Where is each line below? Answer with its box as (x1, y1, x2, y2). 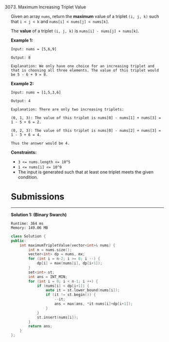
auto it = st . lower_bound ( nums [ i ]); (45, 288, 120, 293)
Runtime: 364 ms (11, 221, 44, 226)
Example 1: (11, 37, 34, 43)
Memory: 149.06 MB (11, 225, 48, 230)
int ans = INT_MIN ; (28, 274, 68, 279)
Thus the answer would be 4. (11, 141, 70, 146)
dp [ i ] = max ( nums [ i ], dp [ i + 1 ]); (36, 261, 102, 266)
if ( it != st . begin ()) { (45, 293, 96, 297)
